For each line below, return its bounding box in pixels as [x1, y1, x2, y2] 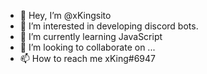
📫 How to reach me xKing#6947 [19, 53, 157, 64]
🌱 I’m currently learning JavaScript [19, 31, 163, 42]
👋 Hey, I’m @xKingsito [19, 10, 112, 21]
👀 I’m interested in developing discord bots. [19, 20, 199, 32]
